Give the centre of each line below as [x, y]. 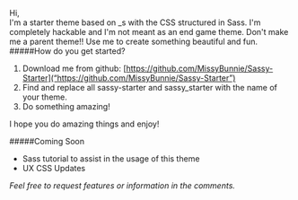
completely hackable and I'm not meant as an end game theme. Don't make [149, 32]
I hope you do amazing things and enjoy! [84, 124]
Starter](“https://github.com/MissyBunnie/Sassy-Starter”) [129, 78]
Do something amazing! [66, 106]
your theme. [44, 97]
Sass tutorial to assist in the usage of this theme [111, 159]
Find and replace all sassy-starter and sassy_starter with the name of [150, 87]
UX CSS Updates [54, 168]
